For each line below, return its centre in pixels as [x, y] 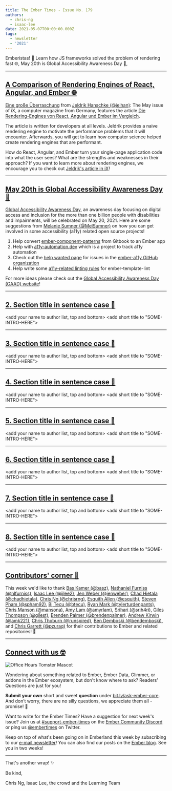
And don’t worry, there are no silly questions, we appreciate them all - [79, 701]
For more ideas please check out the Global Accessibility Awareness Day [82, 278]
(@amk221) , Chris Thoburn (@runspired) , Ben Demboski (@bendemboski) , [84, 620]
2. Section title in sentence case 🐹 [60, 305]
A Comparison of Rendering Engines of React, [80, 85]
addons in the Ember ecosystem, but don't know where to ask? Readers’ [82, 680]
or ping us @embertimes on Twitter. [43, 727]
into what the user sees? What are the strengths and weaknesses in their [82, 157]
